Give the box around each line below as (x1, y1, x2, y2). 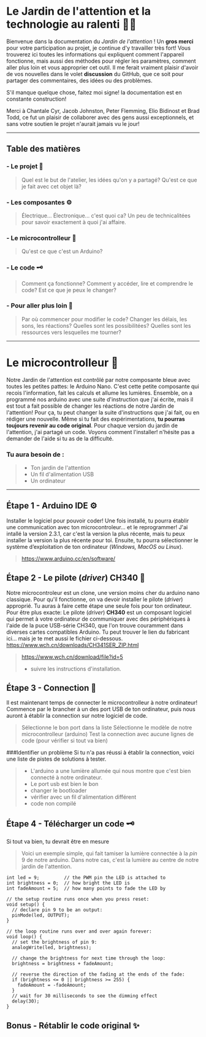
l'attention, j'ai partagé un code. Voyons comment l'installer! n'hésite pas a (6, 428, 195, 435)
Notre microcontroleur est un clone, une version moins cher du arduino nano (6, 589, 200, 596)
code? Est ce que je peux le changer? (21, 286, 116, 293)
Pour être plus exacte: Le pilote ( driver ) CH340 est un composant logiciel (6, 608, 192, 616)
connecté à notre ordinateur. (30, 774, 103, 781)
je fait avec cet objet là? (21, 182, 82, 190)
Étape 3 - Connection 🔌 (6, 683, 97, 693)
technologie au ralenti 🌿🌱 (6, 17, 137, 31)
